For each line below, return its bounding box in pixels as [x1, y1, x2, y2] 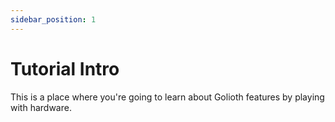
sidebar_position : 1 [10, 14, 97, 25]
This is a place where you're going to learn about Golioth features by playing [10, 91, 325, 103]
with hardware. [10, 101, 72, 113]
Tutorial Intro [10, 57, 120, 80]
